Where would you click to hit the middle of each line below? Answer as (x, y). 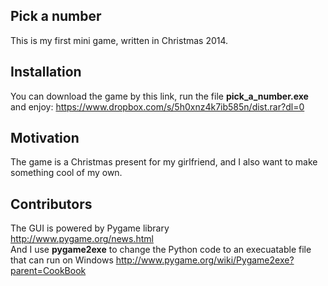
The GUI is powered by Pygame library (90, 228)
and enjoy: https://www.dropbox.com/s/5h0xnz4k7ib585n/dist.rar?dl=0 (157, 106)
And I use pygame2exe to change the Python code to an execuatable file (161, 250)
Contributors (51, 204)
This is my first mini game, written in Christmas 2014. (119, 40)
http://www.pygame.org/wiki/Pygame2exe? (205, 260)
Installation (46, 72)
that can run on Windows (62, 260)
